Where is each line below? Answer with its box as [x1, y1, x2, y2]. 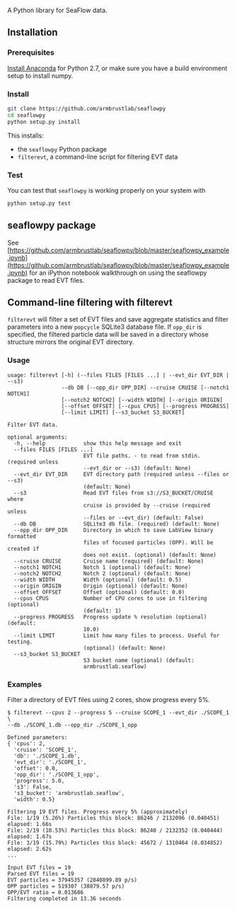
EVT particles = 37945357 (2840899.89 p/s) [7, 876, 138, 883]
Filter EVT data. [7, 421, 59, 428]
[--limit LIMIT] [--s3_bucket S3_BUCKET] [61, 409, 185, 416]
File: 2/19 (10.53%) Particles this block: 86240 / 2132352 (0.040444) [7, 827, 223, 834]
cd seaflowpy [7, 111, 46, 119]
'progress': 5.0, [13, 777, 65, 784]
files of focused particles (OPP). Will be [83, 538, 214, 546]
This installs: [7, 131, 44, 140]
